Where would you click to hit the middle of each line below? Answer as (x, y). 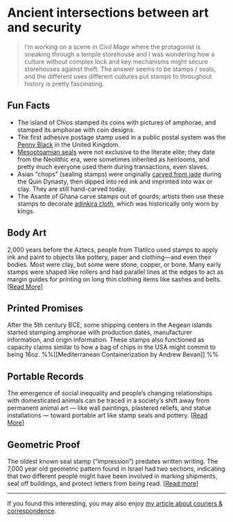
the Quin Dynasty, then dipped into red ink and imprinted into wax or (115, 181)
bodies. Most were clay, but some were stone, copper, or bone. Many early (114, 264)
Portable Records (45, 376)
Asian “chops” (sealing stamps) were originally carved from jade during (119, 174)
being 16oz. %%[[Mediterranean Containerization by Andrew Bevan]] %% (113, 354)
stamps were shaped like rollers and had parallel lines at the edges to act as (115, 272)
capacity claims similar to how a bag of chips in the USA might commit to (112, 347)
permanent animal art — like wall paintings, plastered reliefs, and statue (109, 408)
